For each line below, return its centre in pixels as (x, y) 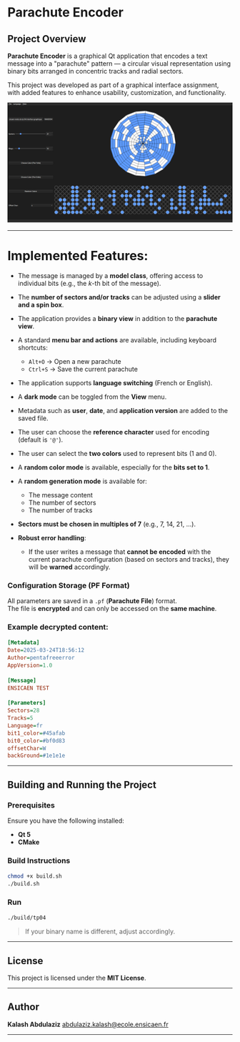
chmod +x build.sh (35, 876)
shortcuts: (32, 347)
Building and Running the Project (82, 784)
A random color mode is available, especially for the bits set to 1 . (114, 467)
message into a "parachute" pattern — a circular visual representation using (119, 64)
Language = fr (25, 725)
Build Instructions (39, 860)
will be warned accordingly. (69, 567)
